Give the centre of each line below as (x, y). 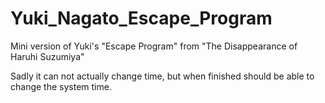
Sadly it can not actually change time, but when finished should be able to (162, 76)
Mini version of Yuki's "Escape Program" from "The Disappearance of (154, 46)
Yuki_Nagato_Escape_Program (141, 18)
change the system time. (61, 86)
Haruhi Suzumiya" (47, 56)
